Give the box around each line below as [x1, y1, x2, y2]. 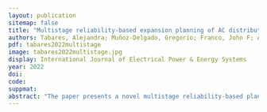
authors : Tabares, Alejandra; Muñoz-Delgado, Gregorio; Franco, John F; [8, 33, 254, 42]
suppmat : [8, 84, 37, 93]
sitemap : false [8, 19, 59, 27]
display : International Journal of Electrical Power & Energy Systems [8, 56, 247, 64]
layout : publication [8, 11, 77, 20]
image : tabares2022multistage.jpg [8, 48, 123, 56]
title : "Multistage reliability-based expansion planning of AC [8, 26, 226, 34]
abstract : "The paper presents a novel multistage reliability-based [8, 92, 244, 100]
